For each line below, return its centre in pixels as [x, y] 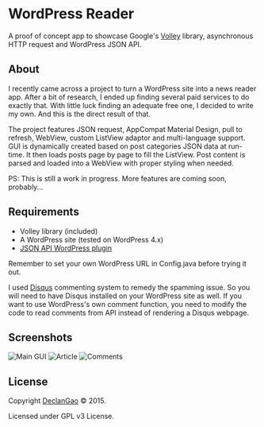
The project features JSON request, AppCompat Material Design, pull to [126, 129]
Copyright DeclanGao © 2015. [57, 401]
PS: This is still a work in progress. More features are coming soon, [118, 178]
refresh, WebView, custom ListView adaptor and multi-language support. [127, 138]
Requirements [44, 212]
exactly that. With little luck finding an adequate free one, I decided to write [131, 105]
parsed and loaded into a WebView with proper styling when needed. [121, 163]
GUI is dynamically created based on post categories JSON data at [118, 146]
